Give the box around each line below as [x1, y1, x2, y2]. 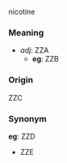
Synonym [8, 113, 47, 124]
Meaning [8, 27, 44, 38]
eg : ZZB [31, 54, 59, 64]
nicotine [8, 7, 36, 16]
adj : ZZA [19, 45, 49, 55]
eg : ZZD [8, 131, 36, 141]
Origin [8, 75, 34, 86]
